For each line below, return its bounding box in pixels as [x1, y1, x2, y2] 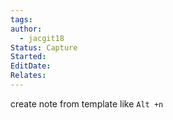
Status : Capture [10, 42, 78, 53]
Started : [10, 52, 47, 62]
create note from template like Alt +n [10, 97, 164, 110]
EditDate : [10, 61, 52, 71]
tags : [10, 14, 33, 25]
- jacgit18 [19, 33, 65, 43]
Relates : [10, 71, 47, 81]
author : [10, 24, 43, 34]
